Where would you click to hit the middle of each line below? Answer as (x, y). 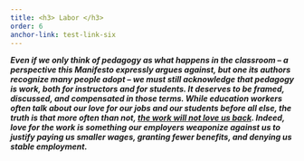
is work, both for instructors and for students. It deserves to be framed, (147, 89)
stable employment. (49, 147)
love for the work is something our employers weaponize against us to (146, 128)
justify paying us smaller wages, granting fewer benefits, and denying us (151, 137)
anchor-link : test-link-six (63, 34)
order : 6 (27, 26)
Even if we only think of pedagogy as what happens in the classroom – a (149, 61)
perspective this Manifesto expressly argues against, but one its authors (151, 70)
